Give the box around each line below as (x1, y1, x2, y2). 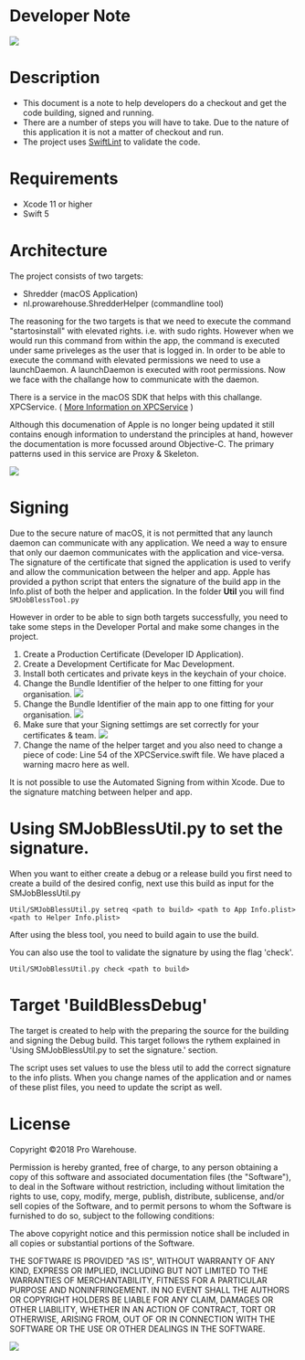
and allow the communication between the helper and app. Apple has (9, 566, 271, 577)
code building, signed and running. (22, 107, 154, 118)
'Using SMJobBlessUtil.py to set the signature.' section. (9, 1044, 218, 1056)
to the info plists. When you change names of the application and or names (9, 1071, 292, 1083)
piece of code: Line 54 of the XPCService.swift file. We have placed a (22, 749, 285, 760)
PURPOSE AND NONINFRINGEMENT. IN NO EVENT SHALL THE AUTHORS (9, 1284, 290, 1295)
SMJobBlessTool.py (9, 595, 79, 604)
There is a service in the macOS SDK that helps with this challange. (9, 391, 263, 402)
